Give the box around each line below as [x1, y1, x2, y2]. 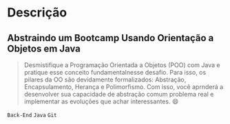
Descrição [7, 5, 67, 21]
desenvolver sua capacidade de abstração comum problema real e [23, 90, 214, 98]
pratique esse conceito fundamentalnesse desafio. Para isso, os [23, 69, 207, 76]
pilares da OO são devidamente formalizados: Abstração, [23, 75, 187, 84]
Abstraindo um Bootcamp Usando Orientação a [7, 32, 214, 44]
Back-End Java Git [7, 112, 57, 119]
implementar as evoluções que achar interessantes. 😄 [23, 97, 179, 106]
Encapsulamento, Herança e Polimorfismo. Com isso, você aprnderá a [23, 83, 224, 90]
